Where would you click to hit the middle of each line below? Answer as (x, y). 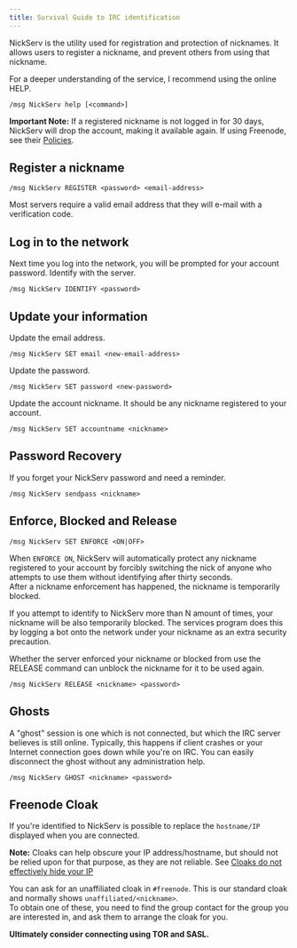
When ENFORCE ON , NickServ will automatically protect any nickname (133, 558)
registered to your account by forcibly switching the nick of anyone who (141, 567)
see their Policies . (42, 139)
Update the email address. (57, 338)
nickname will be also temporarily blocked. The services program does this (146, 622)
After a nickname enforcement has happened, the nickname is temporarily (145, 586)
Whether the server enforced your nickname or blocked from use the (135, 658)
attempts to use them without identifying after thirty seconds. (121, 577)
